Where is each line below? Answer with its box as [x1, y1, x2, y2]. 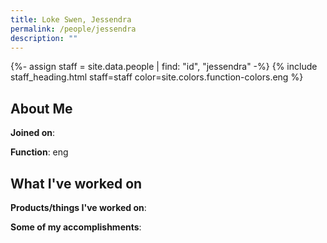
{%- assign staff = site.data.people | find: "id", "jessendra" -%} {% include [10, 61, 318, 73]
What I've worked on [10, 175, 143, 192]
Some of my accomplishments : [10, 221, 142, 233]
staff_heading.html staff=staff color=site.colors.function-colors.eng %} [10, 71, 304, 83]
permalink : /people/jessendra [10, 24, 137, 34]
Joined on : [10, 127, 56, 139]
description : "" [10, 33, 78, 43]
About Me [10, 100, 73, 117]
